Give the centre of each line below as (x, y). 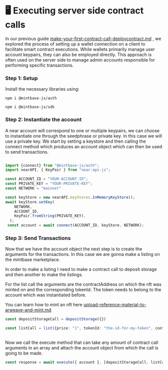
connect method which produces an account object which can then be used (84, 146)
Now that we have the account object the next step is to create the (74, 249)
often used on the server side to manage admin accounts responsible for (80, 60)
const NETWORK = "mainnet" (33, 189)
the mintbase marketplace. (33, 260)
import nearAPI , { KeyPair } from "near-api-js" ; (58, 170)
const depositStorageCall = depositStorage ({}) (56, 319)
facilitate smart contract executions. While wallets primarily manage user (80, 49)
